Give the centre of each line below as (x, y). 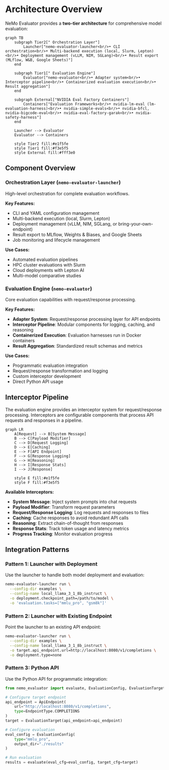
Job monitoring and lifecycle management (56, 240)
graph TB (14, 38)
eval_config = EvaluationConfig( (40, 734)
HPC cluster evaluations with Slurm (49, 265)
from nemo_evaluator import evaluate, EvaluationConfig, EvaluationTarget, (86, 688)
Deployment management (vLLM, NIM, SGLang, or (65, 224)
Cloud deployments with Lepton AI (48, 270)
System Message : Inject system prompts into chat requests (74, 502)
